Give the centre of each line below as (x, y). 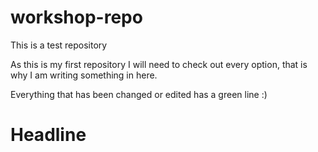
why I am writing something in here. (84, 75)
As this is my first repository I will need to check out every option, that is (159, 64)
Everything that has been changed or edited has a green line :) (139, 94)
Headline (48, 135)
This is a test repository (59, 45)
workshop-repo (76, 17)
